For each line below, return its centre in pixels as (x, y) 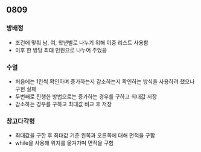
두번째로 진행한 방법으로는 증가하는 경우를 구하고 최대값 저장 (86, 97)
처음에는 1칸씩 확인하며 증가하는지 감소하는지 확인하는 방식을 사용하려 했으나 (105, 81)
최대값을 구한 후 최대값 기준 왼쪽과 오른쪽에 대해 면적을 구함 (85, 136)
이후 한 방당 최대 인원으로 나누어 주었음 (61, 50)
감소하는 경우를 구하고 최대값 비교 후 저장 (63, 104)
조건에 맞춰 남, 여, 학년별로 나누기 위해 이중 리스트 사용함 (82, 42)
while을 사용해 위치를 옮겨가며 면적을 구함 (64, 143)
